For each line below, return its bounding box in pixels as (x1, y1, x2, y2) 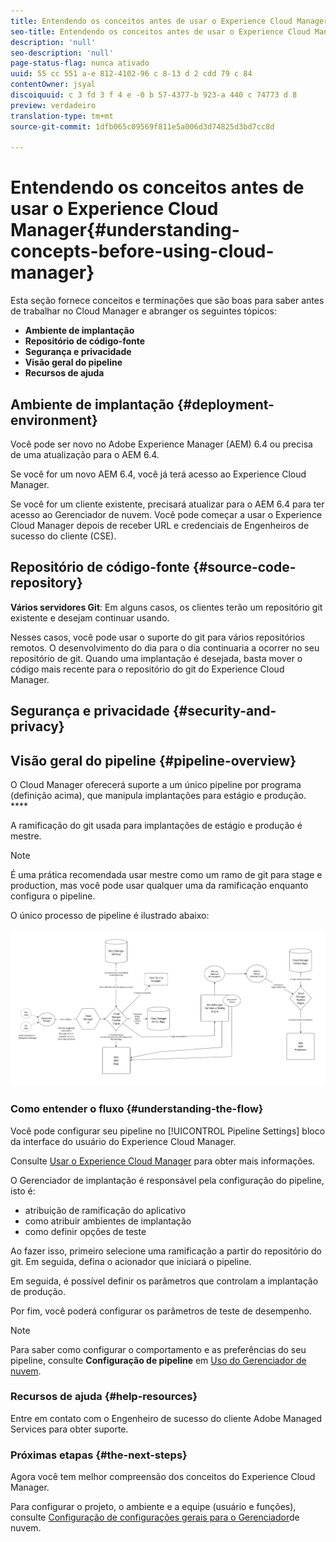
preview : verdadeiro (10, 100, 97, 110)
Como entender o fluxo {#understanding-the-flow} (10, 1102, 264, 1116)
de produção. (10, 1285, 66, 1297)
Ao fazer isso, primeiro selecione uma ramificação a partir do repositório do (10, 1245, 322, 1257)
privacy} (10, 718, 65, 735)
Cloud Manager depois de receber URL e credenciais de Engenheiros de (10, 520, 310, 531)
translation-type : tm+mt (10, 111, 114, 121)
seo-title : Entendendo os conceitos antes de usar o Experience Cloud (10, 26, 311, 37)
